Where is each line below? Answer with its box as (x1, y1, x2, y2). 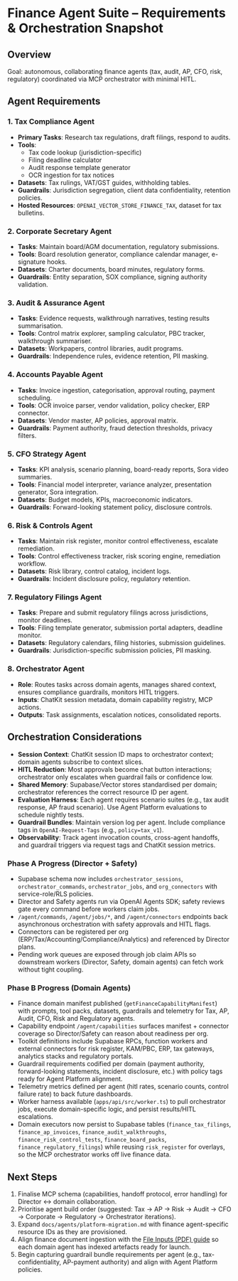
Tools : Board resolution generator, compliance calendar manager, (17, 250, 210, 258)
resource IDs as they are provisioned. (17, 1227, 128, 1235)
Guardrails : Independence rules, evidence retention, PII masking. (17, 352, 209, 361)
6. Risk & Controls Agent (7, 521, 93, 531)
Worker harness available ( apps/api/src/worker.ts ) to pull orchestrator (17, 1097, 226, 1106)
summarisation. (17, 321, 63, 330)
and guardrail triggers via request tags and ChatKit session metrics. (17, 841, 216, 849)
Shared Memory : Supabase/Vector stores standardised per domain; (17, 780, 218, 789)
